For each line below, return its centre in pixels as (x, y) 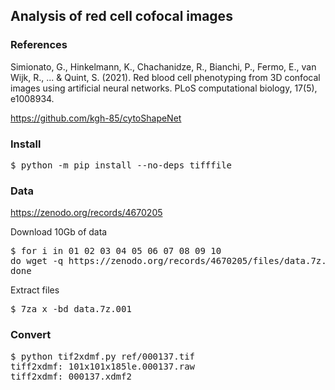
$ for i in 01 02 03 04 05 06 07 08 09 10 (116, 251)
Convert (31, 335)
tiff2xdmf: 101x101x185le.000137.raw (103, 366)
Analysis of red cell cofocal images (121, 16)
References (39, 45)
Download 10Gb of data (59, 232)
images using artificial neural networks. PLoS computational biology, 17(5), (164, 88)
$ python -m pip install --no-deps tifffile (121, 165)
